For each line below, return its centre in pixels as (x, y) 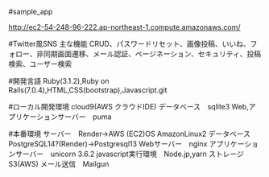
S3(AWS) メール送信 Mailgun (59, 164)
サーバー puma (85, 117)
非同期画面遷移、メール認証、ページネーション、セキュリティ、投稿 (149, 54)
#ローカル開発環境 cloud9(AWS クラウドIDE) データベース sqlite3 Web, (129, 107)
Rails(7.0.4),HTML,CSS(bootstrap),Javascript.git (88, 90)
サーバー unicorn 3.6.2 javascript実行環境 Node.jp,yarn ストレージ (129, 154)
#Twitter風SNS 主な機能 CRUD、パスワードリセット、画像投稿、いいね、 (130, 44)
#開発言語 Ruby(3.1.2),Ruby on (59, 81)
